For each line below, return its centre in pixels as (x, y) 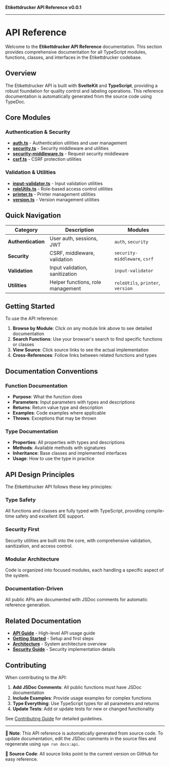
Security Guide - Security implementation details (64, 649)
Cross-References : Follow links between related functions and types (84, 355)
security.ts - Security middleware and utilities (60, 149)
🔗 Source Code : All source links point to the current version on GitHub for (82, 754)
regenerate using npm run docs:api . (42, 744)
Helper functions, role (75, 282)
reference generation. (28, 605)
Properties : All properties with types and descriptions (69, 443)
